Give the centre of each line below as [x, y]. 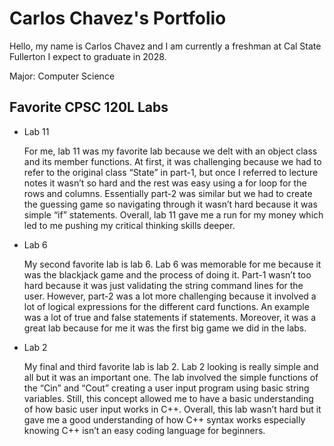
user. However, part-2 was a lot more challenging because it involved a [170, 296]
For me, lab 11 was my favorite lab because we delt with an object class [170, 151]
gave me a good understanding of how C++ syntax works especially [164, 419]
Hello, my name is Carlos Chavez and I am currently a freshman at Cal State [165, 46]
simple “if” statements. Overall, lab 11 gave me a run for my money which [173, 214]
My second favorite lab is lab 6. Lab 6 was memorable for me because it [172, 264]
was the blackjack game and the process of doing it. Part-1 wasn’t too [167, 274]
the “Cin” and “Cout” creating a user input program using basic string [166, 388]
